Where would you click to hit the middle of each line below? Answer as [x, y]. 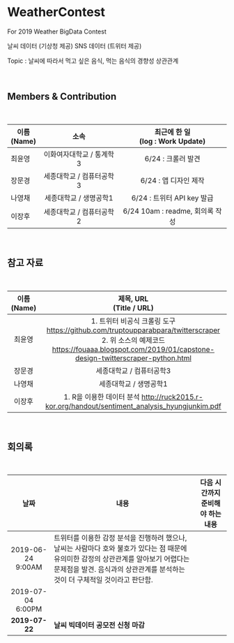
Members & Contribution [62, 97]
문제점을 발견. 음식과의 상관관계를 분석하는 [120, 570]
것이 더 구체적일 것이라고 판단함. [103, 580]
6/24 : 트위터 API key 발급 [172, 198]
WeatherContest [56, 12]
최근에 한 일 [172, 132]
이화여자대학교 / [68, 154]
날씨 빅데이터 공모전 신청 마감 [99, 626]
